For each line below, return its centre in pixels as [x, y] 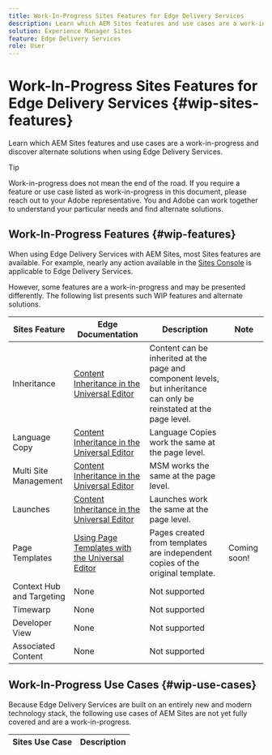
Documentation [107, 334]
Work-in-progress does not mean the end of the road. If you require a [124, 183]
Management [38, 481]
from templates [178, 543]
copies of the [174, 563]
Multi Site [30, 470]
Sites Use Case [42, 741]
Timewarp [32, 609]
